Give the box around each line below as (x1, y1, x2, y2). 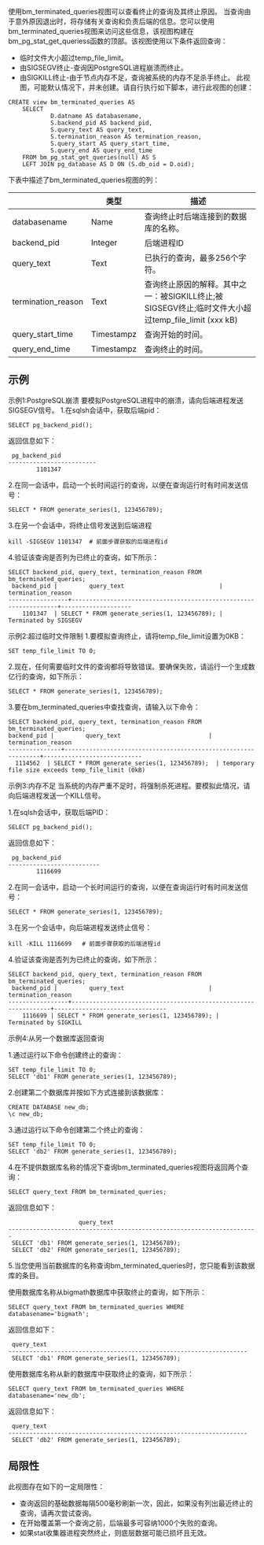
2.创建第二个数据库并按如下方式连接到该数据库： (8, 1087, 167, 1097)
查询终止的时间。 (144, 344, 208, 354)
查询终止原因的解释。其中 (144, 279, 240, 290)
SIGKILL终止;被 (167, 291, 224, 302)
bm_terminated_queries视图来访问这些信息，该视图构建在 (8, 27, 195, 35)
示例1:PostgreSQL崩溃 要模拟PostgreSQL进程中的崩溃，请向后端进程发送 (8, 395, 244, 405)
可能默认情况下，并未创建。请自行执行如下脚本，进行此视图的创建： (33, 83, 254, 92)
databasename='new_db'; (8, 1391, 86, 1399)
